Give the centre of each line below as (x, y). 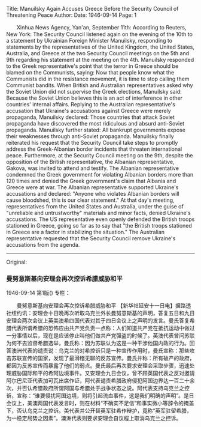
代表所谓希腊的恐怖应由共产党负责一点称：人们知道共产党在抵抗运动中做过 (103, 328)
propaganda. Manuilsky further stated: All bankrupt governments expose (96, 130)
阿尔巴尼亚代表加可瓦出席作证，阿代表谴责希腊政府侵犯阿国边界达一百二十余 (100, 381)
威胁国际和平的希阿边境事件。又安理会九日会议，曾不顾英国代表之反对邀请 (103, 373)
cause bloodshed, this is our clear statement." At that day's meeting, (90, 200)
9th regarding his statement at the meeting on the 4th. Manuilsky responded (100, 60)
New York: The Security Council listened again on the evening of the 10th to (100, 34)
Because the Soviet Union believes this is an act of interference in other (95, 98)
